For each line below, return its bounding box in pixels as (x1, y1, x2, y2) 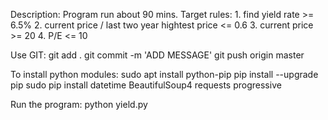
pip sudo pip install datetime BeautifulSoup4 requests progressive (10, 79, 282, 91)
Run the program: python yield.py (10, 99, 148, 110)
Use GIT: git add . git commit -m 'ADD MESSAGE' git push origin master (10, 49, 305, 61)
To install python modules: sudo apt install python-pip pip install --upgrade (10, 69, 319, 80)
